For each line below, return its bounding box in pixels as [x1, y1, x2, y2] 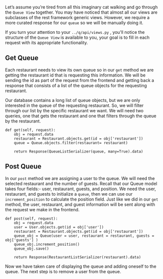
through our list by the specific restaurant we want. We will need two [5, 107, 144, 113]
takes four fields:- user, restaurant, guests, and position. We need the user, [5, 186, 156, 192]
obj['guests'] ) [5, 237, 38, 242]
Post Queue [5, 162, 42, 171]
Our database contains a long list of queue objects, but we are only [5, 97, 140, 103]
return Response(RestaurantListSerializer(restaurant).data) [14, 254, 141, 259]
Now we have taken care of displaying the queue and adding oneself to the [5, 263, 157, 269]
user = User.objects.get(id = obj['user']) [14, 225, 104, 229]
